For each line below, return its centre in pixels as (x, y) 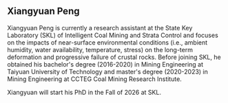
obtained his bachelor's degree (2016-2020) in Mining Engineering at (105, 64)
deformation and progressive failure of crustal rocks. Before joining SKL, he (114, 57)
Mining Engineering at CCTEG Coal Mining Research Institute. (95, 79)
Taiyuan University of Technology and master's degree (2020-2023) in (108, 71)
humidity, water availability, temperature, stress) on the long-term (100, 49)
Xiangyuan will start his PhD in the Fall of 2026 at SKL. (84, 92)
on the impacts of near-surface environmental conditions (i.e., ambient (107, 42)
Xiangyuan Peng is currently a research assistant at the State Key (100, 27)
